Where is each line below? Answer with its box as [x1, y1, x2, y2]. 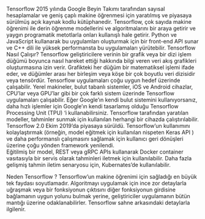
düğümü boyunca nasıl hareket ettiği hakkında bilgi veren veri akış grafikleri [6, 58, 197, 64]
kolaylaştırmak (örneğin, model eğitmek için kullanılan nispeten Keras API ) [6, 128, 194, 136]
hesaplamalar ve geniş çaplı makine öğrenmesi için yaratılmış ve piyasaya [6, 12, 192, 19]
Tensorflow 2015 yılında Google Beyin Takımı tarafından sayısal [6, 6, 165, 12]
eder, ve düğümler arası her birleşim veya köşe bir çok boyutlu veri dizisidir [6, 70, 196, 77]
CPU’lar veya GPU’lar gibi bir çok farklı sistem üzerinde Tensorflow [6, 90, 174, 97]
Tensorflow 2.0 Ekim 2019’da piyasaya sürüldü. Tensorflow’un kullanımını [6, 122, 191, 129]
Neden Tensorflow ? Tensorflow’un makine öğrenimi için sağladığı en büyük [6, 173, 197, 180]
